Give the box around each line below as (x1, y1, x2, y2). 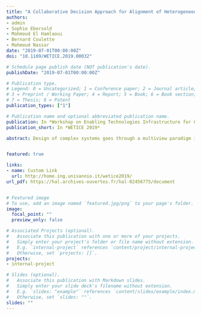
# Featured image (6, 195, 50, 201)
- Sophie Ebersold (6, 25, 52, 32)
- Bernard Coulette (6, 36, 55, 42)
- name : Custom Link (6, 168, 58, 174)
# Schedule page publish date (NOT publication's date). (6, 64, 151, 70)
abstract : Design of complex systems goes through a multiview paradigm (6, 135, 191, 141)
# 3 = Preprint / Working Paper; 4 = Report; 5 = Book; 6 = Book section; (6, 91, 197, 97)
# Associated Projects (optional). (6, 228, 95, 234)
